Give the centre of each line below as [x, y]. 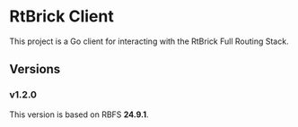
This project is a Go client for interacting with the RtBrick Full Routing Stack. [149, 41]
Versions [35, 69]
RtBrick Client [61, 17]
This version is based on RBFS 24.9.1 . [79, 114]
